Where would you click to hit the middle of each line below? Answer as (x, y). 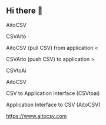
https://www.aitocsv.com (37, 116)
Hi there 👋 (24, 11)
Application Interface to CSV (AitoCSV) (53, 104)
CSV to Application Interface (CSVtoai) (53, 93)
